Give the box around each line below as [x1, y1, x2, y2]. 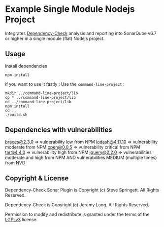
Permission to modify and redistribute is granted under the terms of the [5, 211, 150, 218]
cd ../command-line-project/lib [5, 99, 71, 104]
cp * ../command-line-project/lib [5, 95, 76, 100]
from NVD [5, 159, 26, 166]
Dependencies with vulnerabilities [5, 126, 112, 134]
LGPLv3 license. [5, 217, 38, 223]
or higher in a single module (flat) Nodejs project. [5, 36, 105, 41]
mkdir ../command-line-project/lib [5, 90, 78, 96]
